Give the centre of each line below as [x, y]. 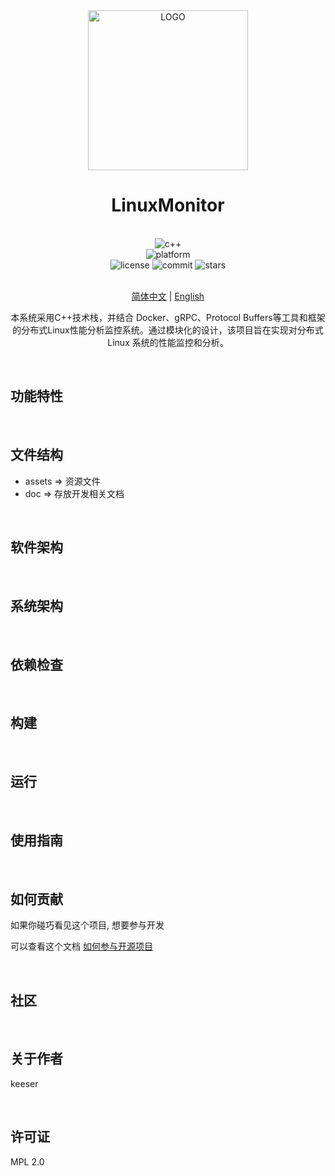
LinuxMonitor [168, 205]
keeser [24, 1083]
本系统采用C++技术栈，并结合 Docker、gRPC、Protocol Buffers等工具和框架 [168, 317]
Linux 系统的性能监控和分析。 [168, 342]
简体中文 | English [168, 296]
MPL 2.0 [27, 1161]
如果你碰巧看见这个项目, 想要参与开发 [87, 925]
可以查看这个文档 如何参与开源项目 [81, 946]
